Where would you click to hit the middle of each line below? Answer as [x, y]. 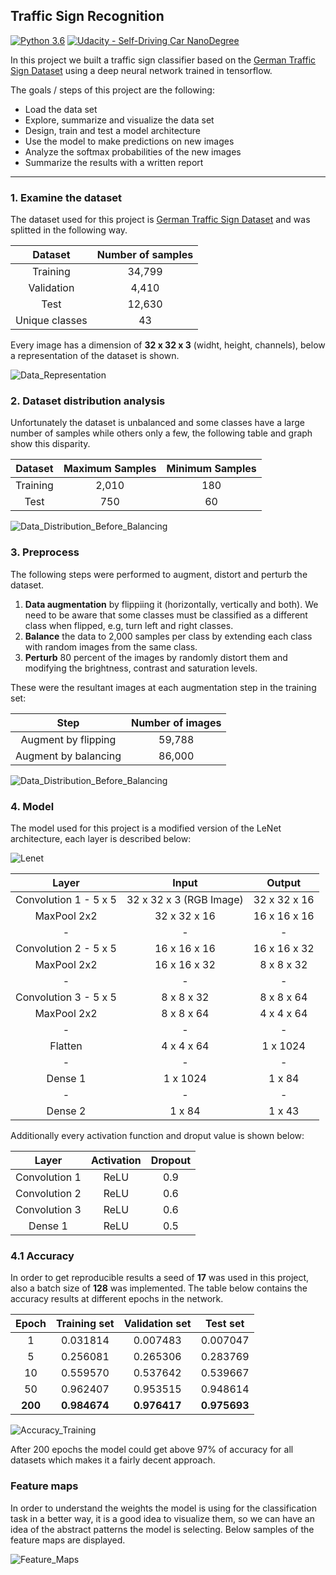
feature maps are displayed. [68, 1540]
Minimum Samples [211, 469]
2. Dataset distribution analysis [88, 401]
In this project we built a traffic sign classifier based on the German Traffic [163, 60]
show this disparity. [50, 444]
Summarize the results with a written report [114, 162]
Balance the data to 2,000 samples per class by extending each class [168, 636]
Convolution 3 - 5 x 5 [66, 997]
